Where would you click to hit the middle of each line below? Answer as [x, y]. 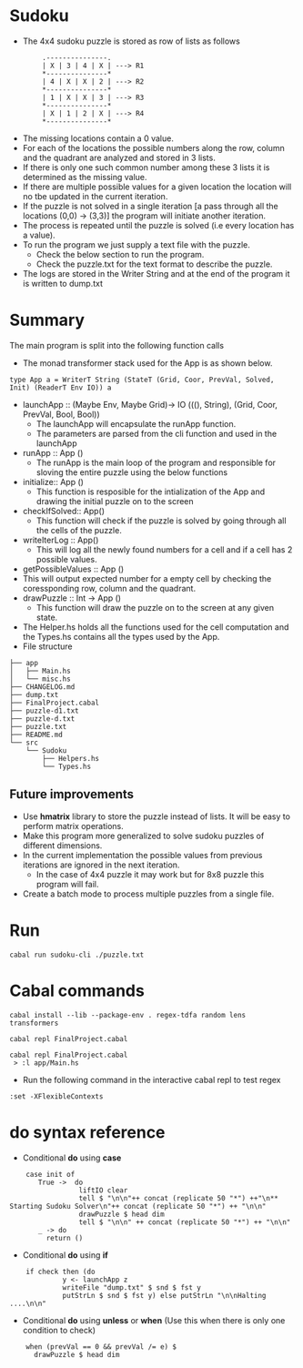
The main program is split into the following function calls [117, 345]
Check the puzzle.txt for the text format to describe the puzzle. [154, 264]
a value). [39, 235]
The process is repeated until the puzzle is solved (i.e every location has [158, 225]
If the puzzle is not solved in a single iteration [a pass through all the [151, 206]
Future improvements [72, 794]
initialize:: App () [53, 481]
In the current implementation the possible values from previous [142, 855]
